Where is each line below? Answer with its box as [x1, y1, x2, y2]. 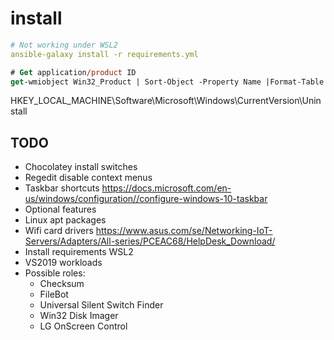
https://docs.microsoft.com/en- [101, 182, 232, 194]
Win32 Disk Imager [39, 310, 119, 322]
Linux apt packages [24, 214, 107, 226]
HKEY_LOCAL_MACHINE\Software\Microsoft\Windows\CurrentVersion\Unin [10, 95, 322, 107]
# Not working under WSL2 [10, 40, 118, 50]
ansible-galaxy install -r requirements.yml [10, 49, 199, 59]
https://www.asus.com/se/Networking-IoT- [95, 225, 273, 237]
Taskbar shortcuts [24, 182, 100, 194]
